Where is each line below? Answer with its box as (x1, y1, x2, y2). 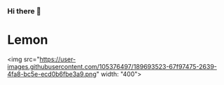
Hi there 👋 (7, 6, 42, 16)
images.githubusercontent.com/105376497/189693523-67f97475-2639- (7, 62, 217, 70)
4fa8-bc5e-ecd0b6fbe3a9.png (7, 70, 97, 78)
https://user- (39, 55, 76, 63)
